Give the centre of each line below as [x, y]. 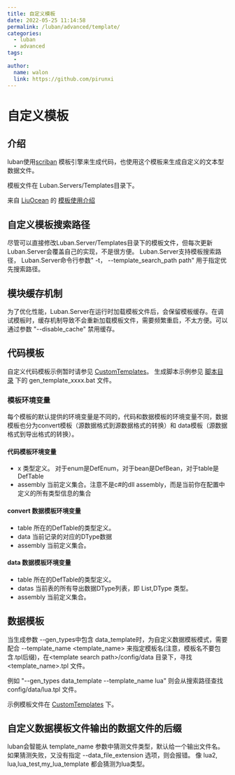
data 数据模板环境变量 [39, 563]
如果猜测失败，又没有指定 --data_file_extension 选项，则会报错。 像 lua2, [113, 755]
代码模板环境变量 [32, 451]
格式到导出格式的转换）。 [43, 434]
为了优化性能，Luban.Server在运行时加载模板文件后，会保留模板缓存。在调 [115, 311]
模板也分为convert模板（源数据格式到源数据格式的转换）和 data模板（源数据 [117, 425]
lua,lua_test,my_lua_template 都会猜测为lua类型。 [78, 764]
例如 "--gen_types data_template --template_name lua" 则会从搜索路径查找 [115, 680]
